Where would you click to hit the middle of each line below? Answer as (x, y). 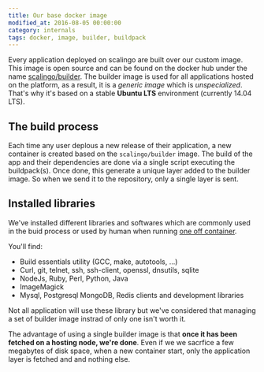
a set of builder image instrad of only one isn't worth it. (97, 318)
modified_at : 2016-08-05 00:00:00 (65, 23)
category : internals (42, 30)
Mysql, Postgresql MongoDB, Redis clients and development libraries (132, 295)
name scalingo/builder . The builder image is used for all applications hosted (131, 76)
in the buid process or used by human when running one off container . (123, 231)
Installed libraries (52, 204)
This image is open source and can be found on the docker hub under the (128, 69)
